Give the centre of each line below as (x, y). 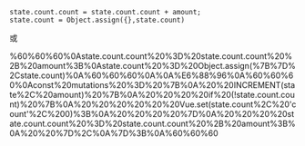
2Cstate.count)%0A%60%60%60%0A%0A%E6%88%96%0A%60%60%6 (152, 75)
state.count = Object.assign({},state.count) (97, 20)
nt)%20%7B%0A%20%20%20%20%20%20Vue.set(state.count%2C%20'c (153, 104)
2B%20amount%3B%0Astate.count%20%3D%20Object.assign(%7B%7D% (152, 66)
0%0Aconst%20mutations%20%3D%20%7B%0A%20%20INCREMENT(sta (152, 85)
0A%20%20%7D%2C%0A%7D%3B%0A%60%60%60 (114, 133)
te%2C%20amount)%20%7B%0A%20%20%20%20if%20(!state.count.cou (152, 95)
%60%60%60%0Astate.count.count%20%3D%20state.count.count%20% (151, 56)
